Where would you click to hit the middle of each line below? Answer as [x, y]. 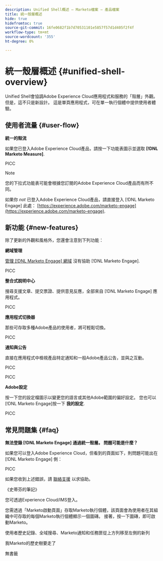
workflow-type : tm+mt [27, 32]
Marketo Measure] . [25, 154]
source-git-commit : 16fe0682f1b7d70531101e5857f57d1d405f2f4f [70, 28]
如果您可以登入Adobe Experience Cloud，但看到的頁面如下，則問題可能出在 [81, 453]
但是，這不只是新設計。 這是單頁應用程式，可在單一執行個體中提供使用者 [78, 102]
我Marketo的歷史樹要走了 [31, 543]
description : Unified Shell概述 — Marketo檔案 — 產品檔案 [62, 10]
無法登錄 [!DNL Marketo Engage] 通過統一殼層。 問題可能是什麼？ [71, 443]
